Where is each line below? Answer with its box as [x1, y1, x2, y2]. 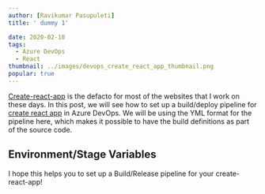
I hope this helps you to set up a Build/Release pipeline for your [8, 169, 214, 178]
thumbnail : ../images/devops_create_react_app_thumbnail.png [8, 62, 214, 71]
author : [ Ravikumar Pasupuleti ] [8, 11, 115, 20]
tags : [8, 40, 26, 48]
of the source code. [8, 125, 73, 134]
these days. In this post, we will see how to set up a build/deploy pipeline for [8, 99, 257, 109]
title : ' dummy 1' [8, 19, 69, 27]
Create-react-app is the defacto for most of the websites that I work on [8, 91, 240, 101]
